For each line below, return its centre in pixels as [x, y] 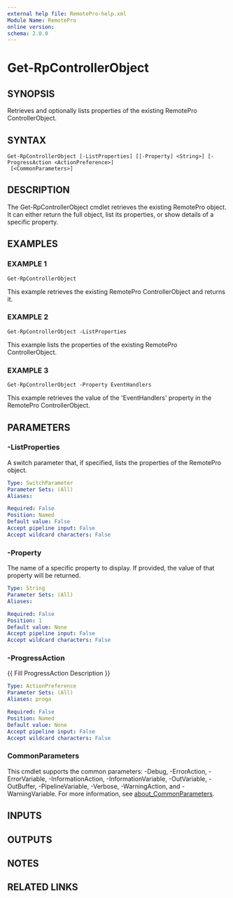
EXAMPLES [33, 244]
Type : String [26, 589]
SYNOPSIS [31, 94]
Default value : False [39, 522]
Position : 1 [24, 621]
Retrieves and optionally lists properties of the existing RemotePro [102, 111]
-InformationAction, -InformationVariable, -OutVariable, [128, 779]
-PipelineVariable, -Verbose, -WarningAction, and [109, 786]
